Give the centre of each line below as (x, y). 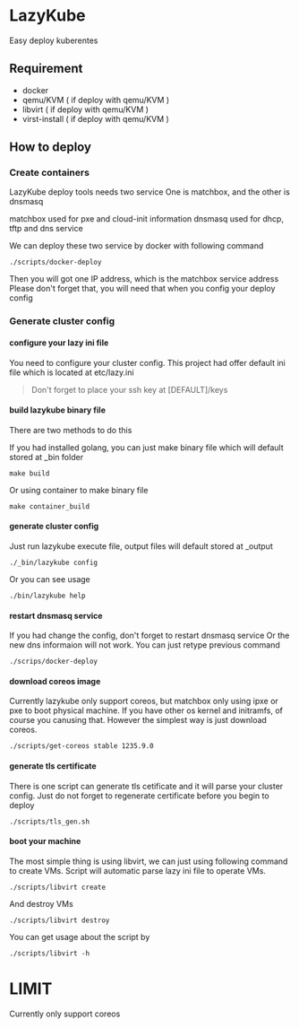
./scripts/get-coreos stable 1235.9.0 (81, 746)
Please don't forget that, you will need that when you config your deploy (142, 289)
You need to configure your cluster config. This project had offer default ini (148, 362)
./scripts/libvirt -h (50, 953)
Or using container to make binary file (79, 490)
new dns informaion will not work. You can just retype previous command (145, 645)
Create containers (49, 173)
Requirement (46, 69)
